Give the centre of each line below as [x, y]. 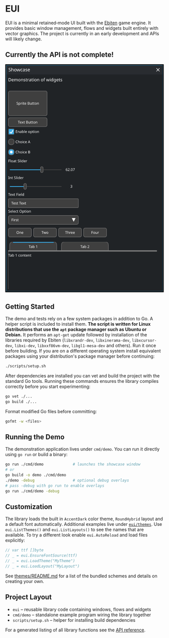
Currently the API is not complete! [60, 55]
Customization [29, 506]
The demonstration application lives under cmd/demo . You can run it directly [82, 449]
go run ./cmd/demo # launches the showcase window [73, 464]
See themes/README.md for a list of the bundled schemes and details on [81, 576]
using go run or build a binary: [36, 455]
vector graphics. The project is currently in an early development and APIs [82, 33]
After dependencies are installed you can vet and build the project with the [82, 376]
